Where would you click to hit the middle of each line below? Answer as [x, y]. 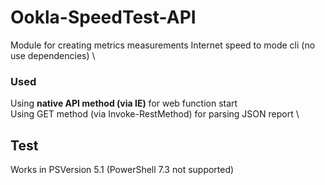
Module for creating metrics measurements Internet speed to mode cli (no [163, 45]
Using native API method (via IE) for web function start [124, 103]
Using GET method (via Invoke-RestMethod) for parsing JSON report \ [155, 114]
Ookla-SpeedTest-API [103, 17]
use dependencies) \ [53, 55]
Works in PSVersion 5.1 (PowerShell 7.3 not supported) [122, 170]
